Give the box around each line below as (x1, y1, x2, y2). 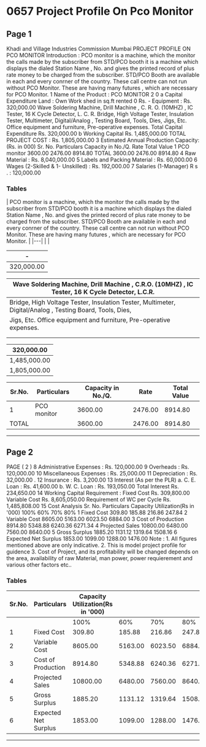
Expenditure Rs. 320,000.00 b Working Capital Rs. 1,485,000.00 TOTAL (6, 130, 186, 137)
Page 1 (6, 29, 32, 39)
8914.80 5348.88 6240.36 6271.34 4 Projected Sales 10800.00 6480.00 (6, 522, 188, 530)
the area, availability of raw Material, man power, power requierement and (6, 555, 193, 562)
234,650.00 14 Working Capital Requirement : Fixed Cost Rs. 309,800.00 (6, 490, 190, 497)
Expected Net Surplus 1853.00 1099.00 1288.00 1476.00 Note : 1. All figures (6, 535, 197, 542)
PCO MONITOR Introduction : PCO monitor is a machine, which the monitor (6, 52, 196, 59)
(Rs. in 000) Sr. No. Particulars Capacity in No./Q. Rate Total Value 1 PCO (6, 143, 190, 150)
